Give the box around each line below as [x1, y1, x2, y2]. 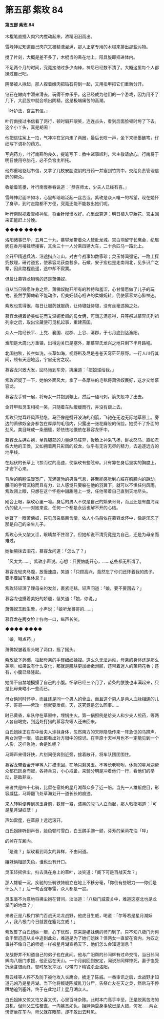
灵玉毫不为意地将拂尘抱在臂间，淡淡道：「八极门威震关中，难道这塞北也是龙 [5, 896, 157, 902]
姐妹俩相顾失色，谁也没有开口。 [5, 859, 69, 865]
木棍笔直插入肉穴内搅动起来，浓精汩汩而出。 [5, 34, 95, 40]
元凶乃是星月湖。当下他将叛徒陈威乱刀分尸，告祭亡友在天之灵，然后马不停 [9, 980, 159, 986]
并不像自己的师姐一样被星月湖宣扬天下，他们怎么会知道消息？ [9, 941, 133, 947]
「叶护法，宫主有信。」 [5, 108, 50, 114]
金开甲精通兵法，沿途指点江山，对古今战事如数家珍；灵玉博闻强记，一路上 [5, 253, 155, 259]
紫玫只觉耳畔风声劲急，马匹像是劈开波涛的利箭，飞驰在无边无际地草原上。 [5, 414, 155, 420]
